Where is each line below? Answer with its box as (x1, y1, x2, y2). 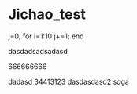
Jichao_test (8, 5, 87, 23)
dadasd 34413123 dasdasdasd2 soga (8, 77, 130, 86)
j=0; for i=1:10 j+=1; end (8, 31, 84, 41)
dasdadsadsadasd (8, 46, 68, 56)
